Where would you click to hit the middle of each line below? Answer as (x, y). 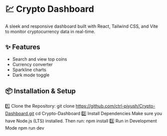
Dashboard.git (20, 113)
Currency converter (33, 64)
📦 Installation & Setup (41, 91)
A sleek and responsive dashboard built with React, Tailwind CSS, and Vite (82, 26)
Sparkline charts (29, 69)
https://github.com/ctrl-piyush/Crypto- (115, 106)
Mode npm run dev (25, 128)
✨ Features (23, 47)
